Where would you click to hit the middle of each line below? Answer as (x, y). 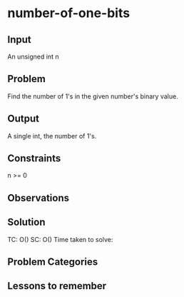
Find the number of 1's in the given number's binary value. (93, 96)
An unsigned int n (33, 56)
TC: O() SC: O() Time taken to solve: (60, 239)
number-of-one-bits (69, 13)
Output (23, 119)
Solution (26, 222)
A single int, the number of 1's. (52, 136)
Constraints (34, 158)
